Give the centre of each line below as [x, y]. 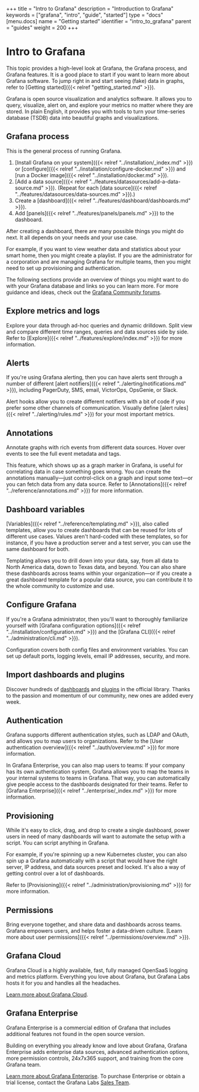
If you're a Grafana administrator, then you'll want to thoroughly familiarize [97, 619]
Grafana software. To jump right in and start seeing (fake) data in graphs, [95, 81]
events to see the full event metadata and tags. [64, 454]
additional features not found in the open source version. [76, 1034]
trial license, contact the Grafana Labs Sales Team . [68, 1082]
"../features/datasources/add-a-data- [135, 181]
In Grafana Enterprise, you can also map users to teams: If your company [96, 765]
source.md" [29, 188]
